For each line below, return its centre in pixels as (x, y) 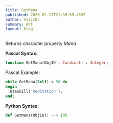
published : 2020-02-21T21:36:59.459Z (46, 15)
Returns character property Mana (41, 43)
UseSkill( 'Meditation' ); (36, 91)
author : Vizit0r (22, 19)
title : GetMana (21, 10)
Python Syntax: (22, 106)
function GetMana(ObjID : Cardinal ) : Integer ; (57, 63)
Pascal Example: (22, 72)
